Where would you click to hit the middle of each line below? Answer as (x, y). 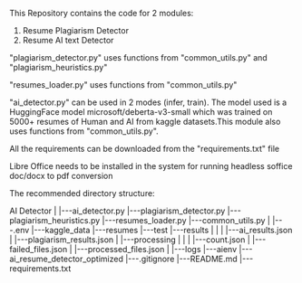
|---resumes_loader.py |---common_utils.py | (186, 220)
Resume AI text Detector (68, 40)
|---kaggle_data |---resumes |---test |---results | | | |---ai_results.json (162, 230)
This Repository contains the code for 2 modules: (102, 13)
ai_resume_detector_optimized (67, 259)
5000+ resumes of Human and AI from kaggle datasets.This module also (145, 122)
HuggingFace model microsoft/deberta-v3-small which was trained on (141, 112)
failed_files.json (39, 249)
